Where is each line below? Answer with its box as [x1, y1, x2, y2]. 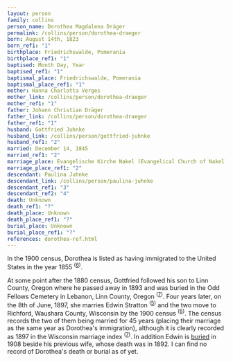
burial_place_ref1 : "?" [7, 229, 76, 236]
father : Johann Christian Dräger [7, 107, 104, 114]
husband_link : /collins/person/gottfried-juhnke [7, 132, 150, 139]
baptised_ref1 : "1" [7, 68, 64, 75]
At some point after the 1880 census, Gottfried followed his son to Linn [7, 276, 209, 284]
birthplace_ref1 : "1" [7, 55, 70, 62]
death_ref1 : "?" [7, 203, 54, 210]
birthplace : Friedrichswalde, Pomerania [7, 49, 126, 56]
